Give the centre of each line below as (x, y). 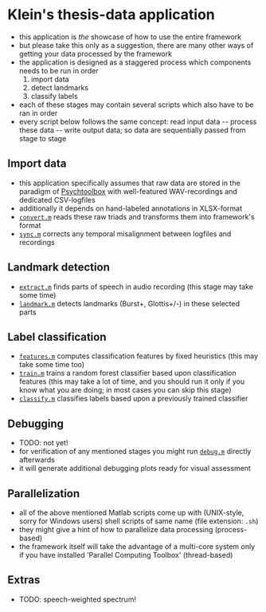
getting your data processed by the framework (96, 53)
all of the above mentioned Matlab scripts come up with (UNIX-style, (131, 513)
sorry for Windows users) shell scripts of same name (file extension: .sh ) (139, 521)
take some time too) (52, 365)
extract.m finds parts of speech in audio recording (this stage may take (136, 286)
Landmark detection (59, 268)
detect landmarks (60, 87)
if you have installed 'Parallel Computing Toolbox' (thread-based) (126, 555)
